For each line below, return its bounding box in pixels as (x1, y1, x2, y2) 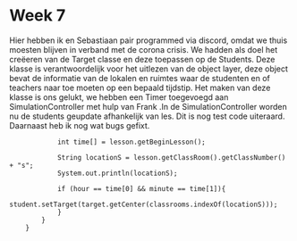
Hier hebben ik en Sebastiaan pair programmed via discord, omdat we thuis (9, 35, 288, 46)
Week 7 (9, 5, 66, 26)
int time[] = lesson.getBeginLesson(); (56, 137, 206, 146)
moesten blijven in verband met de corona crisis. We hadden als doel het (9, 44, 278, 54)
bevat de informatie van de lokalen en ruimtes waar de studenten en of (9, 72, 271, 83)
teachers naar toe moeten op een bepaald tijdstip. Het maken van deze (9, 82, 271, 93)
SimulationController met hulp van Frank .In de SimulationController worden (9, 101, 288, 112)
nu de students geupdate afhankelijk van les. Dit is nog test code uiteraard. (9, 111, 285, 121)
